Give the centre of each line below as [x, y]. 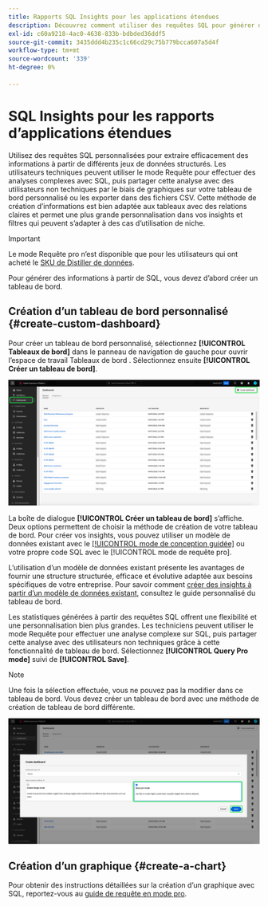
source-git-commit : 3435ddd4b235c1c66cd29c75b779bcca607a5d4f [114, 42]
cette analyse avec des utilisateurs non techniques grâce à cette [114, 642]
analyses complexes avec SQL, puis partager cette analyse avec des [121, 180]
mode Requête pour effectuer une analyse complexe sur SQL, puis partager [133, 633]
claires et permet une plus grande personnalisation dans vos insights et [126, 215]
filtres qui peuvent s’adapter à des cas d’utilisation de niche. [107, 223]
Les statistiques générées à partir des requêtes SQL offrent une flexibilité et [132, 616]
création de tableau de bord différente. [72, 707]
